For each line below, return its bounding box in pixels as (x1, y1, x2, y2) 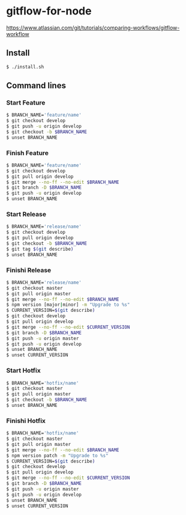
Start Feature (6, 98, 46, 106)
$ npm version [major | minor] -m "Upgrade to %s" (6, 302, 130, 308)
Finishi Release (6, 266, 52, 274)
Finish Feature (6, 148, 49, 157)
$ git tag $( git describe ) (6, 246, 74, 252)
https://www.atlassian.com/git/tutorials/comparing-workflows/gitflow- (6, 24, 180, 31)
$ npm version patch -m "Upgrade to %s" (6, 453, 109, 459)
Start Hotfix (6, 367, 41, 375)
